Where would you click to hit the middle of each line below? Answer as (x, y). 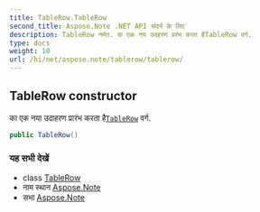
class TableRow (51, 178)
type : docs (30, 43)
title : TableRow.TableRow (58, 18)
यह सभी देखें (29, 158)
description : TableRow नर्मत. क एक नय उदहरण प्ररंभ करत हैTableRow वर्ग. (131, 34)
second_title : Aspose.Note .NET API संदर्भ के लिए (97, 26)
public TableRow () (44, 135)
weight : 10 (30, 51)
